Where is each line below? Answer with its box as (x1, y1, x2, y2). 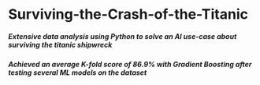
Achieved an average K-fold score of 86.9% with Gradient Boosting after (8, 60, 252, 69)
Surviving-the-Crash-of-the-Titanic (8, 5, 248, 23)
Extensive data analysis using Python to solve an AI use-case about (8, 31, 237, 41)
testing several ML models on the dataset (8, 68, 147, 77)
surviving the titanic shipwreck (8, 40, 113, 49)
